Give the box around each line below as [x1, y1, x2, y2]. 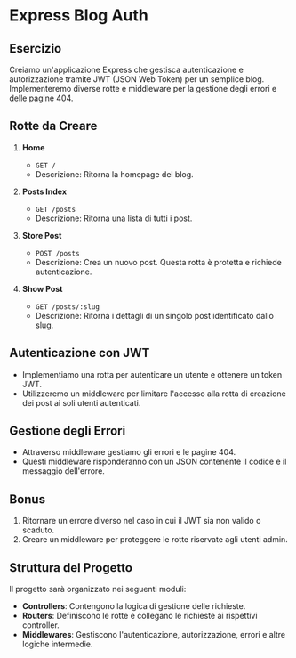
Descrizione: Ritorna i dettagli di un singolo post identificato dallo [35, 310, 274, 321]
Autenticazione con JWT [9, 345, 150, 361]
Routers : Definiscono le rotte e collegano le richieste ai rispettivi [21, 611, 258, 621]
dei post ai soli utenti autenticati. [21, 397, 141, 408]
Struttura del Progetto [9, 560, 133, 575]
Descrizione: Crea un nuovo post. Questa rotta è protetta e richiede [35, 256, 282, 267]
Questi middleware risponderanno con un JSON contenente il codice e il [21, 456, 287, 467]
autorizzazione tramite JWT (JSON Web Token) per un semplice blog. [9, 74, 265, 85]
